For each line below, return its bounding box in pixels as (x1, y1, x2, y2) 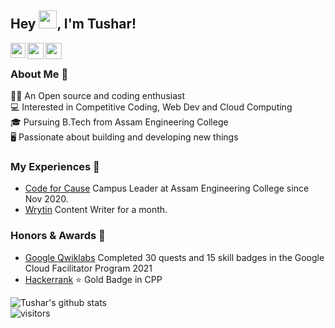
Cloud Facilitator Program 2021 (24, 262, 153, 274)
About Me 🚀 (10, 67, 69, 81)
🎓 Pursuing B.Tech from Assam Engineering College (10, 116, 229, 128)
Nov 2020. (24, 193, 69, 205)
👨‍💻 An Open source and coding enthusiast (10, 90, 186, 102)
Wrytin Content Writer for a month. (24, 204, 168, 216)
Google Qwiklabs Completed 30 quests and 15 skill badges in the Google (24, 251, 325, 263)
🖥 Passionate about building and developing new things (10, 131, 239, 143)
